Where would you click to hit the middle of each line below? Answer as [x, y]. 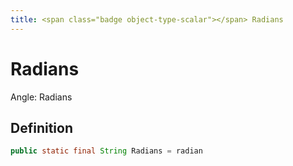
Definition [41, 127]
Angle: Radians [41, 97]
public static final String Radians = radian [106, 151]
